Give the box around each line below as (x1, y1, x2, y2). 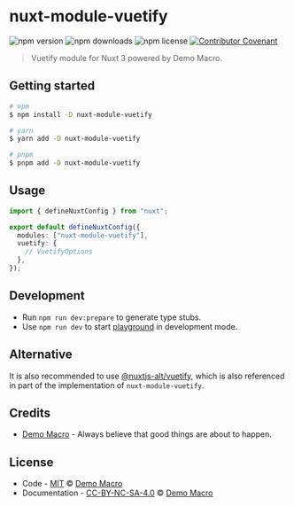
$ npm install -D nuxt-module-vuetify (9, 110, 152, 119)
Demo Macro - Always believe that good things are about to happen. (21, 429, 273, 440)
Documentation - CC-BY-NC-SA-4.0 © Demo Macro (21, 487, 214, 498)
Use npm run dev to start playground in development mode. (21, 321, 238, 331)
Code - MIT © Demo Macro (21, 479, 123, 489)
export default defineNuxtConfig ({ (9, 222, 141, 231)
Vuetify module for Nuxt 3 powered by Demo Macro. (30, 52, 223, 63)
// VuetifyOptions (25, 247, 93, 256)
